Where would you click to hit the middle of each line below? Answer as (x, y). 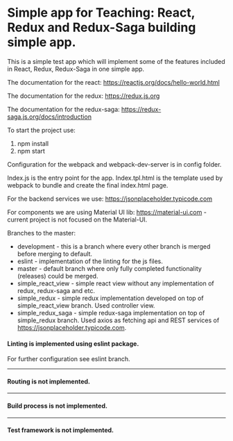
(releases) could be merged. (58, 276)
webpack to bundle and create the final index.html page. (88, 185)
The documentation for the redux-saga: (63, 109)
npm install (33, 143)
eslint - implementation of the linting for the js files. (90, 261)
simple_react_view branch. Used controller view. (86, 305)
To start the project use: (42, 130)
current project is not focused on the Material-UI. (77, 219)
